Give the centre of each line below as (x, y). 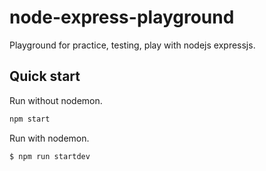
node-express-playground (122, 17)
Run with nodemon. (49, 138)
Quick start (45, 76)
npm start (30, 119)
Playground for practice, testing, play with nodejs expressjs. (132, 45)
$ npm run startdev (50, 156)
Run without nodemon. (56, 100)
